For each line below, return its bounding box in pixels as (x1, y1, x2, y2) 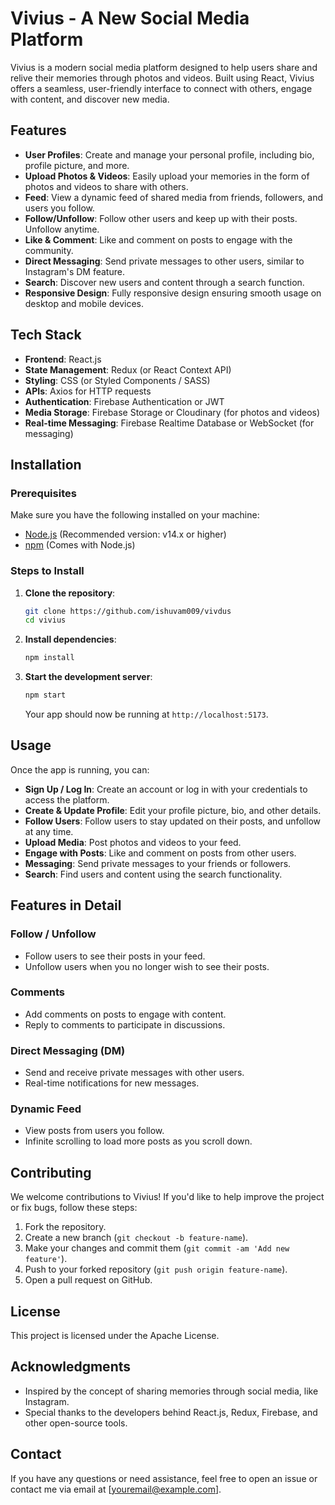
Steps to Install (10, 564, 85, 578)
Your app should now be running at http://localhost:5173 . (24, 708, 269, 721)
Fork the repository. (24, 1221, 107, 1233)
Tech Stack (10, 327, 82, 344)
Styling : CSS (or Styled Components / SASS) (24, 374, 211, 386)
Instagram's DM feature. (24, 265, 125, 277)
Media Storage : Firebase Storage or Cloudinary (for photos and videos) (24, 406, 321, 418)
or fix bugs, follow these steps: (10, 1202, 138, 1214)
